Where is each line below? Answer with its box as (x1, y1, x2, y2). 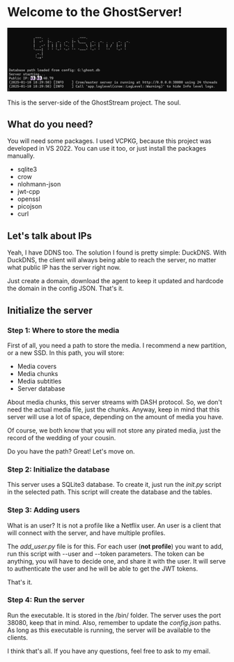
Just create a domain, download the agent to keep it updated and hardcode (7, 277, 224, 285)
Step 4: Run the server (7, 595, 85, 605)
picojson (17, 202, 42, 211)
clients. (7, 633, 29, 642)
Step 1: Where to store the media (7, 325, 120, 335)
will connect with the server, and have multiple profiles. (7, 528, 166, 537)
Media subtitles (17, 377, 62, 385)
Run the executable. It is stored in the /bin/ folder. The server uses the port (7, 611, 221, 619)
